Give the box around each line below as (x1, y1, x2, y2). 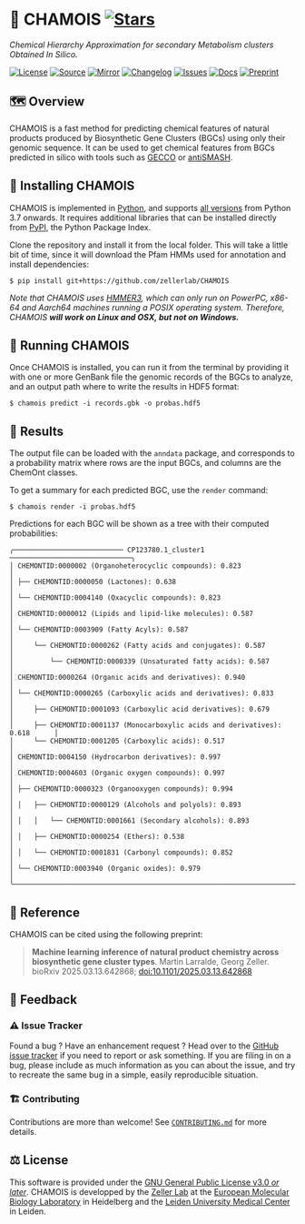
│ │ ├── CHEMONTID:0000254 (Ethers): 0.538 (9, 833, 184, 842)
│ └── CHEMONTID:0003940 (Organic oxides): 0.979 (9, 865, 202, 874)
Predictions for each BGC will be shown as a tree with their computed (9, 519, 270, 530)
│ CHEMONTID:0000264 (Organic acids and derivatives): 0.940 (9, 673, 246, 683)
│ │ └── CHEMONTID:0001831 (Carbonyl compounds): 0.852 (9, 848, 233, 857)
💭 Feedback (9, 992, 77, 1007)
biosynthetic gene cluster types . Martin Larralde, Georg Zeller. (31, 956, 270, 966)
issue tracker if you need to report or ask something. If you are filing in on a (9, 1049, 291, 1060)
